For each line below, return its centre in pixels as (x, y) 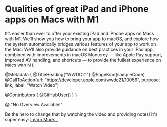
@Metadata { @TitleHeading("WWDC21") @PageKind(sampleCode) (75, 74)
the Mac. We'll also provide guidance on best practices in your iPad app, (80, 49)
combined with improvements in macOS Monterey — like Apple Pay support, (84, 54)
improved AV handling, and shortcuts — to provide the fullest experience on (83, 60)
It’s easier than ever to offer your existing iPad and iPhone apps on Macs (80, 33)
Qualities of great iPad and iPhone (77, 9)
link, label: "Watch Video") (32, 85)
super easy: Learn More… (32, 119)
